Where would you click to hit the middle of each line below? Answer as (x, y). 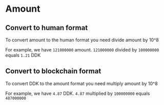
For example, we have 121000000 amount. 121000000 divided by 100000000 (82, 50)
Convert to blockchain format (53, 71)
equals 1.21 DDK (23, 55)
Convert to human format (47, 28)
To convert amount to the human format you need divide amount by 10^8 (82, 40)
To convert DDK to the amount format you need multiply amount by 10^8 (81, 83)
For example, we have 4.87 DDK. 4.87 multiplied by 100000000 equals (78, 93)
